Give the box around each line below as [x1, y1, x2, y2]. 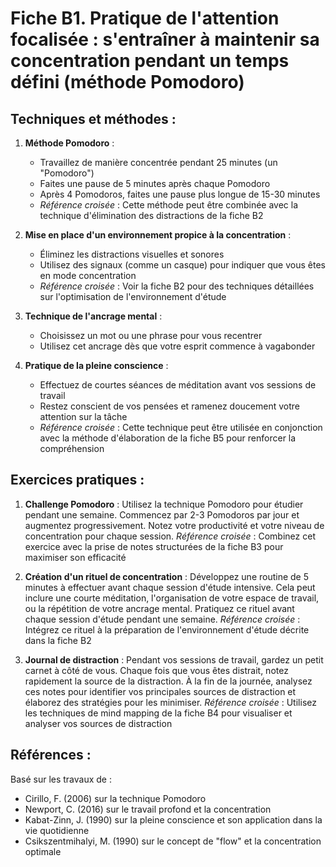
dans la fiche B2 [24, 634, 92, 646]
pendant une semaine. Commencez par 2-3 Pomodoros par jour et [24, 508, 300, 521]
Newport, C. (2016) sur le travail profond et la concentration [24, 803, 272, 815]
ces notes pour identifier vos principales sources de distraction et [24, 685, 297, 697]
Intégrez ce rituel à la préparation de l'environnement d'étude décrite [24, 623, 310, 636]
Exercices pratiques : [10, 472, 145, 489]
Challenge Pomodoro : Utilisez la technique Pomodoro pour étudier [24, 498, 304, 510]
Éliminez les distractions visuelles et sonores [39, 248, 225, 260]
